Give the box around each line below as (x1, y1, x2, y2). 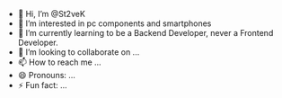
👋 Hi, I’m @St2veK (17, 9, 85, 19)
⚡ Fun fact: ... (17, 80, 67, 90)
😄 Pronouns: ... (17, 70, 76, 80)
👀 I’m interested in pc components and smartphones (17, 18, 212, 29)
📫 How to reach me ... (17, 57, 101, 67)
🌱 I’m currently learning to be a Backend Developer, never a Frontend (17, 28, 274, 38)
